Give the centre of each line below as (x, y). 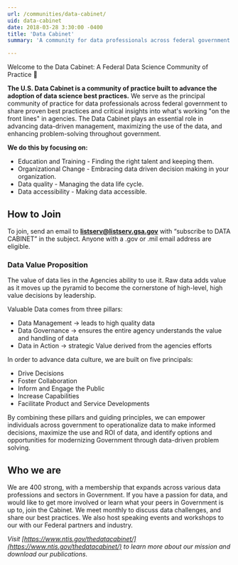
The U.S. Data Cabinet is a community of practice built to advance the (112, 88)
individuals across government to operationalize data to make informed (112, 425)
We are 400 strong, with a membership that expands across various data (114, 487)
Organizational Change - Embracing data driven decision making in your (123, 169)
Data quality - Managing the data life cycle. (81, 184)
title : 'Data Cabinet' (41, 34)
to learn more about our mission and (177, 546)
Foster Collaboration (48, 381)
